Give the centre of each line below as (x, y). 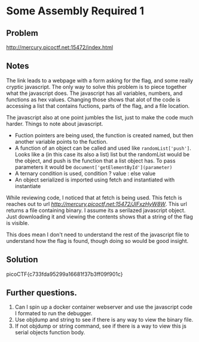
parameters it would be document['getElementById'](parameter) (94, 167)
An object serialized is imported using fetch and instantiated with (95, 180)
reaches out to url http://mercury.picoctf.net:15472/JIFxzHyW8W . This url (97, 204)
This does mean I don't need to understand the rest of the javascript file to (98, 235)
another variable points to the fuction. (61, 141)
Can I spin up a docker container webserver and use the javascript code (104, 307)
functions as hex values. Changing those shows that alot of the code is (93, 99)
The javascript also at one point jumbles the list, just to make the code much (100, 117)
